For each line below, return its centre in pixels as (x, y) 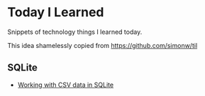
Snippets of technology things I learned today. (75, 32)
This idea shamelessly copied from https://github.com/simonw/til (102, 45)
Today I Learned (56, 12)
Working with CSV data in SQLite (66, 85)
